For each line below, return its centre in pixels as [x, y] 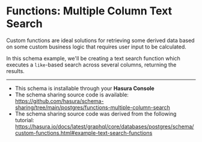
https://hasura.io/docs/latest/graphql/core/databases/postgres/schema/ [104, 126]
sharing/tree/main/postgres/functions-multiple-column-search [92, 107]
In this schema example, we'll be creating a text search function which [93, 58]
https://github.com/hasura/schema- [59, 101]
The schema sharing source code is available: [72, 95]
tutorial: [24, 120]
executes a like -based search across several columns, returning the [91, 65]
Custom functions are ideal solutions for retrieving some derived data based [100, 40]
